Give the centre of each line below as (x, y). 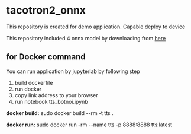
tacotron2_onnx (46, 10)
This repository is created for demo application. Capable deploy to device (96, 27)
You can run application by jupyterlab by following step (73, 71)
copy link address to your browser (56, 95)
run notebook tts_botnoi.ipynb (51, 101)
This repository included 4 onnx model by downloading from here (86, 38)
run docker (28, 89)
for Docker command (46, 57)
